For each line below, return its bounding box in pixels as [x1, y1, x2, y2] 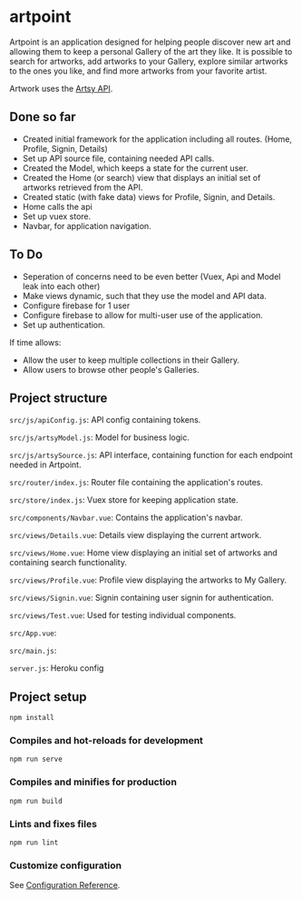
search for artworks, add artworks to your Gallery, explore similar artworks [9, 55, 288, 66]
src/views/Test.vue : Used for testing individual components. [9, 610, 237, 621]
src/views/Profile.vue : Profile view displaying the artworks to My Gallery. [9, 574, 287, 585]
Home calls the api [22, 201, 93, 212]
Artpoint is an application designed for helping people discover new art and [9, 36, 291, 47]
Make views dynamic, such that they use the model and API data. [22, 290, 268, 301]
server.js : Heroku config [9, 663, 104, 674]
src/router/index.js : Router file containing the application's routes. [9, 477, 264, 488]
